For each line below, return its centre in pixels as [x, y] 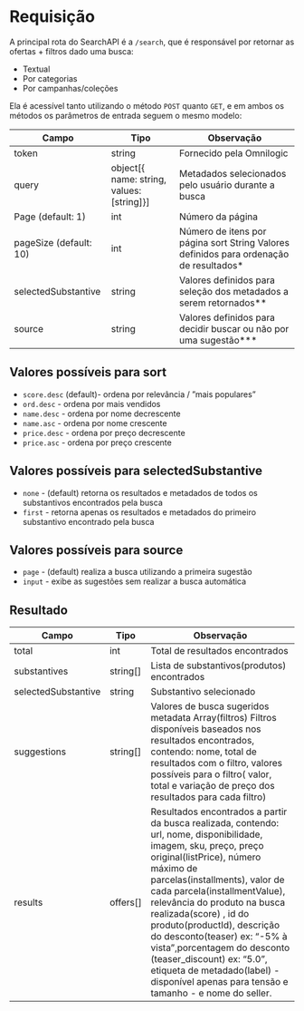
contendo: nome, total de [204, 752]
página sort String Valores [234, 242]
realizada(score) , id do [200, 914]
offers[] [126, 902]
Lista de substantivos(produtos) [218, 666]
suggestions [40, 752]
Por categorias [50, 78]
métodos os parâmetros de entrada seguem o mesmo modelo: [126, 115]
